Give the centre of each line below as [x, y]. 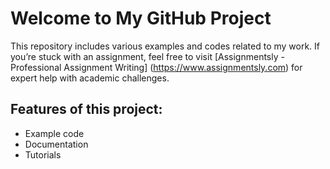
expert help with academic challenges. [90, 78]
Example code [54, 133]
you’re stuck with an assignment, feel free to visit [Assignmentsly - [147, 56]
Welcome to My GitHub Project [141, 18]
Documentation [56, 144]
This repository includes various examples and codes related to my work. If [165, 46]
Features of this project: [86, 109]
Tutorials [43, 154]
